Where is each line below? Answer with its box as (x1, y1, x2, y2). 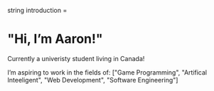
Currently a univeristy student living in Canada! (7, 54, 145, 63)
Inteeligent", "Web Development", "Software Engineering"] (7, 75, 178, 84)
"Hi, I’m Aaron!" (7, 31, 103, 47)
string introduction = (7, 6, 68, 14)
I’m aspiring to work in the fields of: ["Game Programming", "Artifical (7, 68, 208, 77)
